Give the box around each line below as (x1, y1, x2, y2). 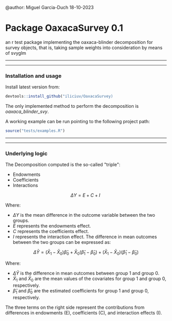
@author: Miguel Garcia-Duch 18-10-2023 (5, 5, 94, 10)
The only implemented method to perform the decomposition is (5, 103, 139, 109)
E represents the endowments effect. (12, 223, 91, 229)
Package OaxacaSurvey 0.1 (5, 22, 123, 34)
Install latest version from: (5, 84, 60, 90)
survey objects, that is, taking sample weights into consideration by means (5, 44, 163, 51)
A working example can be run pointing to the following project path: (5, 119, 150, 125)
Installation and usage (5, 72, 62, 79)
